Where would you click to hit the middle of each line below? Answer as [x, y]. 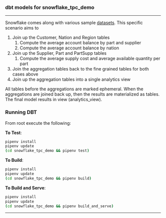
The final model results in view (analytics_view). [54, 100]
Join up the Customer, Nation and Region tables [61, 37]
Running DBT [21, 112]
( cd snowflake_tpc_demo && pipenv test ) [47, 151]
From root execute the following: [38, 123]
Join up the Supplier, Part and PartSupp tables [59, 53]
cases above [25, 74]
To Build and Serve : [25, 188]
